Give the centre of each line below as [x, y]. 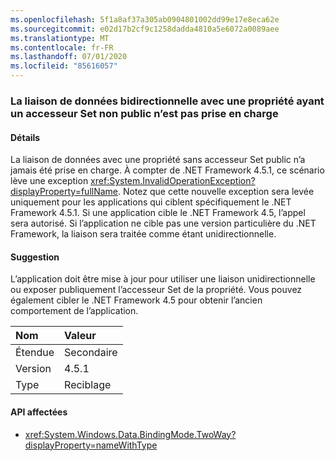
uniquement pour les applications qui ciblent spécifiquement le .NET [151, 202]
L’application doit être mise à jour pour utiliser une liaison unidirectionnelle [163, 279]
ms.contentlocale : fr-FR [62, 47]
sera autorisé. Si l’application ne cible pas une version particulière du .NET [163, 223]
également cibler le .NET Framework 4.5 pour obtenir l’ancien [136, 300]
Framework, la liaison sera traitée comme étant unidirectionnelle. [143, 234]
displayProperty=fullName [64, 192]
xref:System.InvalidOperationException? [173, 181]
